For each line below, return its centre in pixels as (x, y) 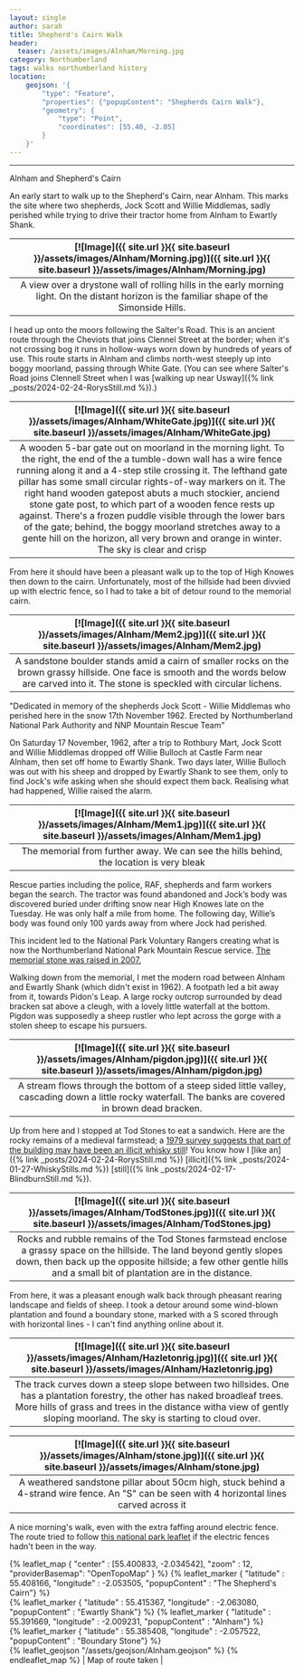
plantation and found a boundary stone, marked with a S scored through (144, 1314)
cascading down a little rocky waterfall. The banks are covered (152, 1097)
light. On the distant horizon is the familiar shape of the (152, 296)
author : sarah (36, 26)
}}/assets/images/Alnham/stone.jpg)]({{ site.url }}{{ (152, 1455)
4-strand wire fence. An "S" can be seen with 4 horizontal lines (152, 1493)
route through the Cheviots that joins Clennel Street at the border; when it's (149, 339)
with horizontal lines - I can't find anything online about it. (117, 1324)
